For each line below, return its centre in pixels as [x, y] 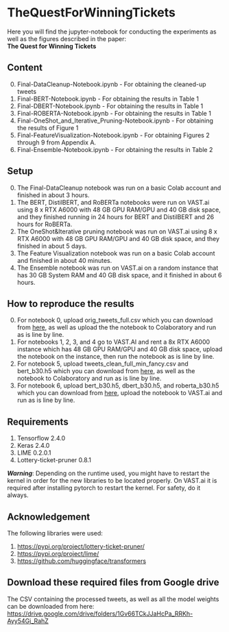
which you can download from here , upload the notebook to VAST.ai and [120, 393]
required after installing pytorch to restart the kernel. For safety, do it [104, 488]
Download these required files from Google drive [113, 582]
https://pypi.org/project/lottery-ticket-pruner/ [81, 546]
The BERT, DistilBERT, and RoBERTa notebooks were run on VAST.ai [113, 202]
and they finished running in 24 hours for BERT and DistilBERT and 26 [116, 216]
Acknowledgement [49, 517]
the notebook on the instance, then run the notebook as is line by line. [116, 357]
